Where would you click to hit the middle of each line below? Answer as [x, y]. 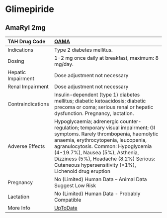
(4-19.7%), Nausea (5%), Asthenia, [97, 153]
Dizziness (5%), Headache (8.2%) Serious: [105, 159]
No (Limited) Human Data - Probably [97, 194]
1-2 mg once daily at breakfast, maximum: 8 [107, 58]
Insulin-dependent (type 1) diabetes [97, 95]
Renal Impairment [28, 87]
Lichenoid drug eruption [83, 171]
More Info [19, 208]
